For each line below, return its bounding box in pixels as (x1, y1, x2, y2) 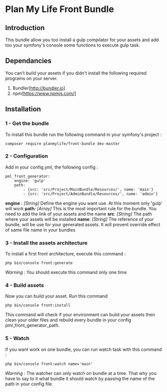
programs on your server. (5, 75, 58, 81)
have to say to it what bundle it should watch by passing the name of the (5, 375, 155, 381)
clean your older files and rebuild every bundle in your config (5, 317, 131, 323)
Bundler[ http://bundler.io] (12, 85, 65, 91)
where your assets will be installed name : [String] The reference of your (5, 216, 154, 222)
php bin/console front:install (5, 303, 71, 308)
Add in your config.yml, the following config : (5, 164, 98, 170)
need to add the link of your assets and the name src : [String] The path (5, 211, 152, 217)
